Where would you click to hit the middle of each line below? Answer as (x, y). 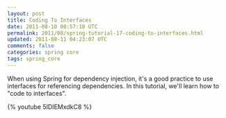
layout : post (26, 14)
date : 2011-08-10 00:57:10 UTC (53, 26)
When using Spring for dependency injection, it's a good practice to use (110, 78)
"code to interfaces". (37, 93)
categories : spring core (43, 53)
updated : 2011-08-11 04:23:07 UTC (57, 40)
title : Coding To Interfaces (49, 20)
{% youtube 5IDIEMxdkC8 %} (50, 107)
